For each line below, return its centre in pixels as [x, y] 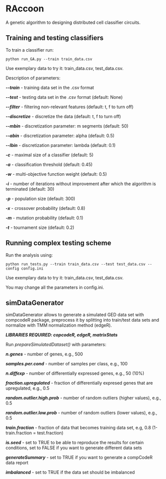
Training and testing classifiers [55, 38]
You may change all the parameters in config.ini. [55, 287]
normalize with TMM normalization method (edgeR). [59, 325]
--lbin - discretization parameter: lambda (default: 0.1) [61, 145]
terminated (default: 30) [30, 189]
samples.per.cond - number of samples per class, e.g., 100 [67, 364]
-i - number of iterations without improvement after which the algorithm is [81, 184]
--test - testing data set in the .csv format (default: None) [64, 97]
